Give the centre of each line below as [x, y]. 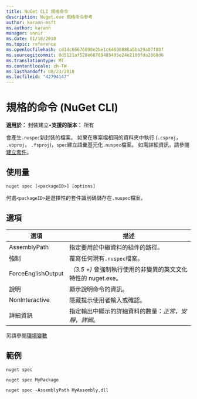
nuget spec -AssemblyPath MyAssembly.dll [57, 390]
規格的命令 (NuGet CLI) [62, 108]
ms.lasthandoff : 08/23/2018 [40, 71]
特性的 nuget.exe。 [96, 278]
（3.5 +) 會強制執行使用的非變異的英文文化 [128, 269]
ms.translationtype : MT [35, 60]
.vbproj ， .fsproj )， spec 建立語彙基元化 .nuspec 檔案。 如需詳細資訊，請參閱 [98, 145]
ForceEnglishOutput [36, 273]
